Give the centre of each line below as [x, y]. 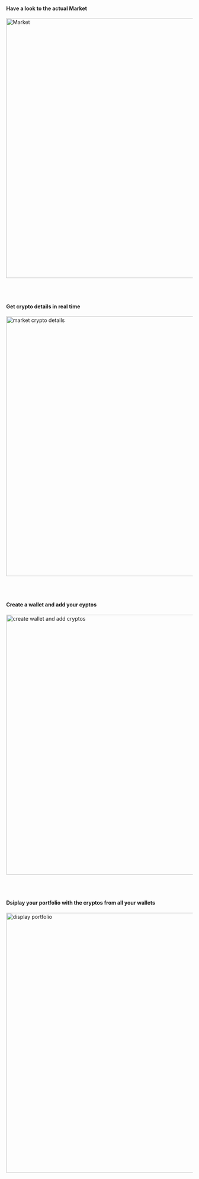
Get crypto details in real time [43, 306]
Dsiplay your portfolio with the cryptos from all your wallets [81, 903]
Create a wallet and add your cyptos [52, 605]
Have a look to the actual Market [47, 8]
